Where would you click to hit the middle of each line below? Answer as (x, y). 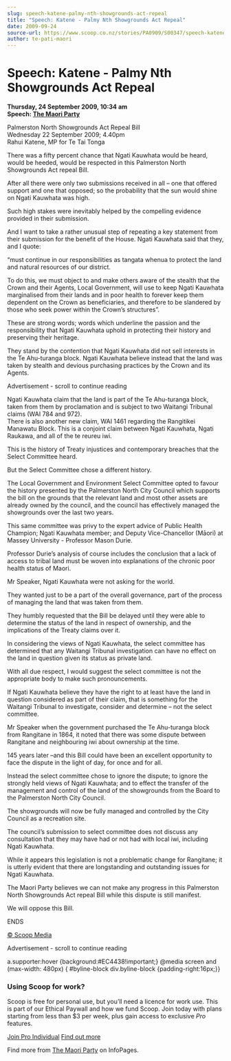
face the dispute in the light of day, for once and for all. (85, 763)
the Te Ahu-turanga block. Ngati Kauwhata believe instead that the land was (115, 358)
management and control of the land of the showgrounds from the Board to (114, 791)
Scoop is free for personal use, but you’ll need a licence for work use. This (113, 1002)
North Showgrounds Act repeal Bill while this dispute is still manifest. (104, 895)
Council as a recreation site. (47, 818)
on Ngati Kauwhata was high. (49, 198)
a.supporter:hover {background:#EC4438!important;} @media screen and (112, 962)
